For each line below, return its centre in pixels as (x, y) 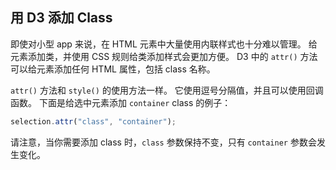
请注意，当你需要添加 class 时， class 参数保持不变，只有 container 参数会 (163, 142)
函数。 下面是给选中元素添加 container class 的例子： (121, 102)
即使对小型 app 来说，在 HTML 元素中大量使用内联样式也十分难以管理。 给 (164, 44)
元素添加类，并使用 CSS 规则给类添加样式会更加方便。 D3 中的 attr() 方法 (164, 56)
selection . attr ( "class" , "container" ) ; (93, 121)
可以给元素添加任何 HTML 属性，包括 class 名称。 (113, 69)
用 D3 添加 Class (61, 18)
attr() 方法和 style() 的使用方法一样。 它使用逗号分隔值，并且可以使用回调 (167, 90)
